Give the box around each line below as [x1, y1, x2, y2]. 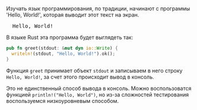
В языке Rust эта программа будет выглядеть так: [6, 34, 134, 41]
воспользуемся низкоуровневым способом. [6, 97, 119, 104]
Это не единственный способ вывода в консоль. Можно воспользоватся [6, 85, 192, 92]
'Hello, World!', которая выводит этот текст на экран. [6, 11, 139, 18]
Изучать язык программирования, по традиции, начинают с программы [6, 5, 190, 12]
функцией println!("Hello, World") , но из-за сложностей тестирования [6, 91, 189, 98]
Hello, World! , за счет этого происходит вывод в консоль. [6, 73, 154, 80]
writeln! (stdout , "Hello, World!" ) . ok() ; [11, 50, 116, 57]
